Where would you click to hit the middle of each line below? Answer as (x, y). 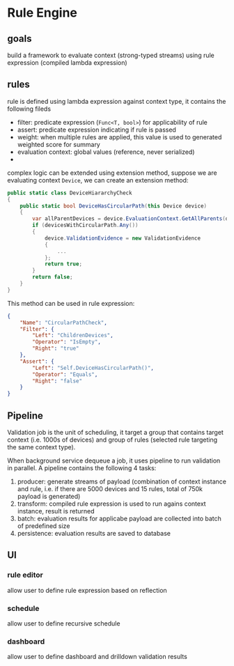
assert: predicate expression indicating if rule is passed (96, 130)
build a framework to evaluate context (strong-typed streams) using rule (111, 55)
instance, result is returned (56, 511)
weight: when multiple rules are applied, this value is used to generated (119, 137)
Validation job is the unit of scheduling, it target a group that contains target (116, 432)
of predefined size (44, 526)
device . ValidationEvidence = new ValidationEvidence (122, 238)
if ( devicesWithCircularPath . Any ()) (85, 225)
